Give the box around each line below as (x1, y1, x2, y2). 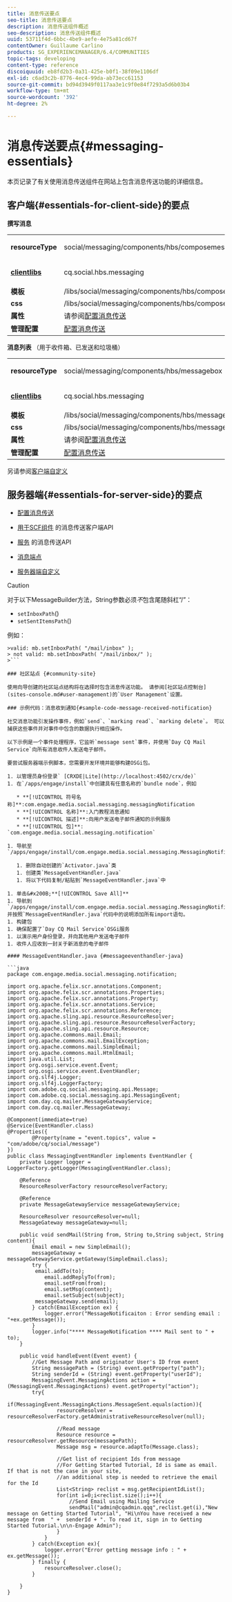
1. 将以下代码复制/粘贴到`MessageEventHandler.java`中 (16, 877, 166, 884)
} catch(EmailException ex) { (32, 1304, 119, 1311)
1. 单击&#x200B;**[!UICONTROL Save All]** (7, 891, 129, 898)
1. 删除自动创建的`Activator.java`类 (16, 862, 117, 869)
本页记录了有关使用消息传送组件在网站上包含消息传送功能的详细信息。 (7, 177, 207, 186)
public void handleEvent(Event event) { (19, 1353, 137, 1360)
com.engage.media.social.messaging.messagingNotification (24, 801, 195, 808)
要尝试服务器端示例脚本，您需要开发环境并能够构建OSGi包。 (7, 760, 153, 767)
